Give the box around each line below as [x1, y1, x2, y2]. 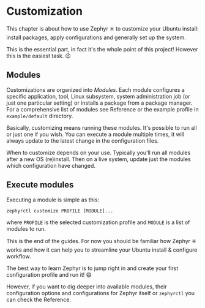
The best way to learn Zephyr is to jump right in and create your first [6, 265, 179, 272]
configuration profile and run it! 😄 [6, 271, 92, 278]
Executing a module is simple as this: [6, 196, 100, 203]
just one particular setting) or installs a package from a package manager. [6, 99, 193, 107]
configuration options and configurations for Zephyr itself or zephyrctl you [6, 289, 195, 296]
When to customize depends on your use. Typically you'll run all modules [6, 149, 191, 156]
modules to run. [6, 225, 47, 232]
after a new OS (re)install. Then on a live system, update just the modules [6, 155, 191, 163]
